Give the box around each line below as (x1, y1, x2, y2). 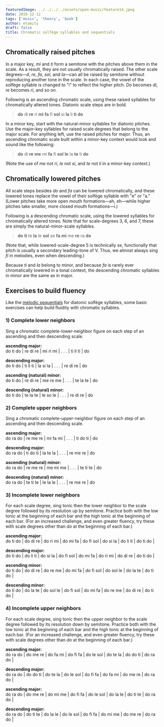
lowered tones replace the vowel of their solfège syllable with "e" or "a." (5, 193, 150, 199)
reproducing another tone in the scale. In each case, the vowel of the (5, 76, 144, 82)
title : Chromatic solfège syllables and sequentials (5, 30, 115, 35)
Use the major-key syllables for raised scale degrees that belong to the (5, 126, 148, 132)
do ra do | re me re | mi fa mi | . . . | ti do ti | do (5, 435, 98, 441)
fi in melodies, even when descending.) (5, 253, 85, 258)
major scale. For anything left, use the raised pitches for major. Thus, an (5, 131, 150, 137)
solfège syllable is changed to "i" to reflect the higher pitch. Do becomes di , (5, 82, 158, 88)
